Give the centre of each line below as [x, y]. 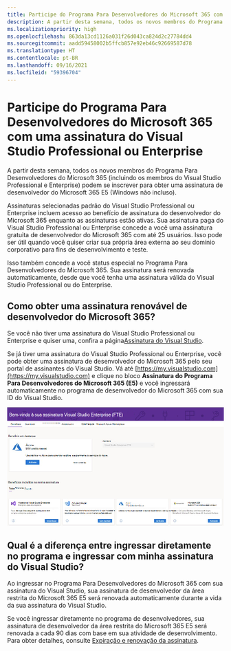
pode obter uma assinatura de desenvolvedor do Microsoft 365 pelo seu [110, 362]
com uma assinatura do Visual [95, 136]
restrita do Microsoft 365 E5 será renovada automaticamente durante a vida [114, 598]
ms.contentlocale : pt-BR [43, 58]
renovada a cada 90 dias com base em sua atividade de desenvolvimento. [112, 633]
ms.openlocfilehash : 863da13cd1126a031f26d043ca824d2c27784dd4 [100, 36]
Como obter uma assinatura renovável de [97, 306]
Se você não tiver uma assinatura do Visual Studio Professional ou [101, 333]
